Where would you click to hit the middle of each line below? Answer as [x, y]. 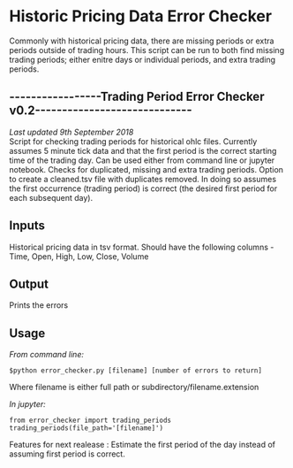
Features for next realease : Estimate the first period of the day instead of [143, 445]
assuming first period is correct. [67, 454]
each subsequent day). [51, 197]
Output [29, 284]
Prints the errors [39, 305]
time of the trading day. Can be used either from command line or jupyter [142, 160]
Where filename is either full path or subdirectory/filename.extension [134, 387]
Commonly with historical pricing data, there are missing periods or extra [142, 41]
